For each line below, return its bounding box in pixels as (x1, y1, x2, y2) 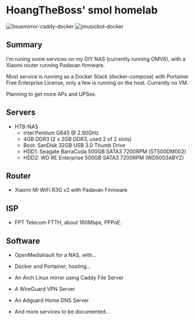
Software (6, 236, 40, 246)
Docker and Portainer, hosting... (14, 263, 92, 270)
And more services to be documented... (14, 308, 110, 315)
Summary (6, 40, 43, 50)
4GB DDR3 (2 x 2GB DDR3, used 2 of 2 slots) (23, 135, 132, 142)
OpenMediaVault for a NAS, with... (14, 252, 97, 258)
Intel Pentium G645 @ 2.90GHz (23, 129, 99, 136)
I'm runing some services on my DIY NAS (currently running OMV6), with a (6, 55, 186, 62)
